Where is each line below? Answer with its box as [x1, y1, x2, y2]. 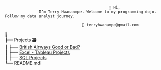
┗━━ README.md [5, 60, 41, 66]
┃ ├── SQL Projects [5, 55, 47, 60]
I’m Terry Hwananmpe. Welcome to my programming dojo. [38, 9, 157, 14]
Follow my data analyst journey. [5, 14, 75, 19]
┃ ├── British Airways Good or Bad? [5, 44, 80, 50]
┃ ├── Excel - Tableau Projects [5, 49, 70, 55]
